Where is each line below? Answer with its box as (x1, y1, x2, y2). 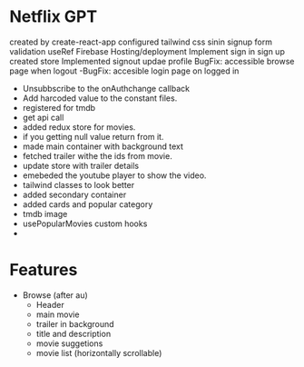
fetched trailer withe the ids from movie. (22, 150, 172, 161)
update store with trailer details (22, 160, 139, 171)
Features (9, 260, 78, 281)
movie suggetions (35, 338, 103, 349)
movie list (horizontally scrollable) (35, 347, 162, 358)
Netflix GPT (9, 6, 98, 27)
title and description (35, 328, 112, 339)
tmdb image (22, 208, 68, 219)
